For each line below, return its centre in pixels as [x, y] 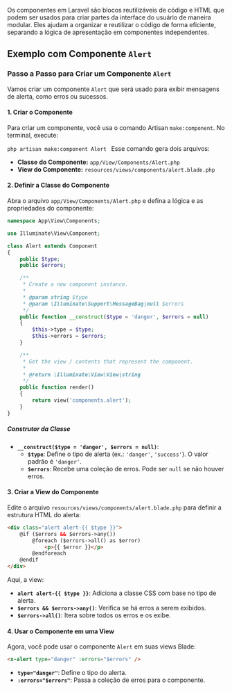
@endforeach [50, 553]
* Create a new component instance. [75, 284]
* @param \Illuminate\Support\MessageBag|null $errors [104, 304]
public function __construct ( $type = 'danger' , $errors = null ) [114, 317]
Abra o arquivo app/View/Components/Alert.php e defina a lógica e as [105, 201]
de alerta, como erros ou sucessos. [58, 96]
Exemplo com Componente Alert [80, 54]
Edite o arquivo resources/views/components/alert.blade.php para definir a [114, 507]
